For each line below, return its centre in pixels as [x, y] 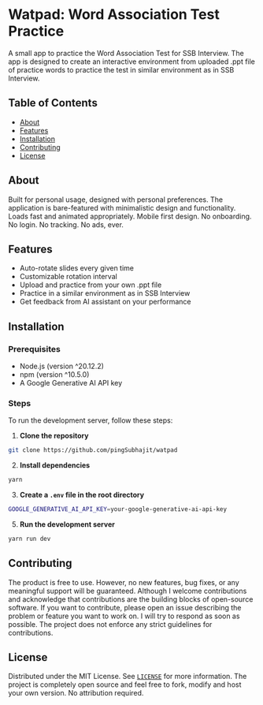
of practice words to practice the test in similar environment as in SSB [121, 69]
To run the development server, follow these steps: [91, 420]
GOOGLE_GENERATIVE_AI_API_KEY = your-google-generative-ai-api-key [117, 509]
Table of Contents [53, 103]
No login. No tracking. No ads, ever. [66, 224]
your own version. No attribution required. [76, 693]
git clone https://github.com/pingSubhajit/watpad [93, 450]
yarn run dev [30, 539]
